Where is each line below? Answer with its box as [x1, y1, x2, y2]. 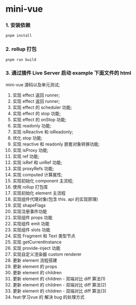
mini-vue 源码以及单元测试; [5, 82, 60, 88]
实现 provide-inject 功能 [12, 245, 60, 251]
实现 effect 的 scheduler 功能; [12, 104, 72, 110]
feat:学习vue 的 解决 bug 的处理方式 [12, 294, 85, 300]
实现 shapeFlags [12, 202, 46, 208]
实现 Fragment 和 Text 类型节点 [12, 233, 76, 238]
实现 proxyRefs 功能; [12, 165, 54, 171]
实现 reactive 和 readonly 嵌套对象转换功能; [12, 141, 100, 147]
